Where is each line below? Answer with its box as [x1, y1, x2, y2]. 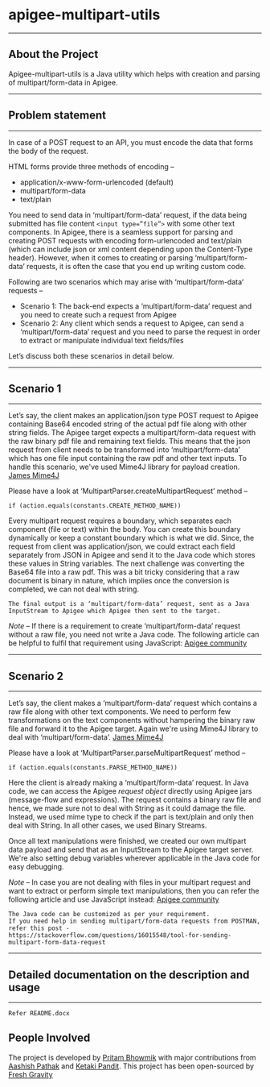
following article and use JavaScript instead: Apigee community [8, 894, 219, 904]
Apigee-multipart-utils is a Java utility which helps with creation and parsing [8, 68, 260, 78]
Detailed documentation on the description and [8, 968, 250, 981]
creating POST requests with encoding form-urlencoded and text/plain [8, 235, 243, 245]
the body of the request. [8, 146, 89, 156]
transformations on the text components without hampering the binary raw [8, 716, 256, 725]
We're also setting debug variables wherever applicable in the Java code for [8, 853, 261, 863]
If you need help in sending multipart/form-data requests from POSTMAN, [8, 917, 261, 926]
